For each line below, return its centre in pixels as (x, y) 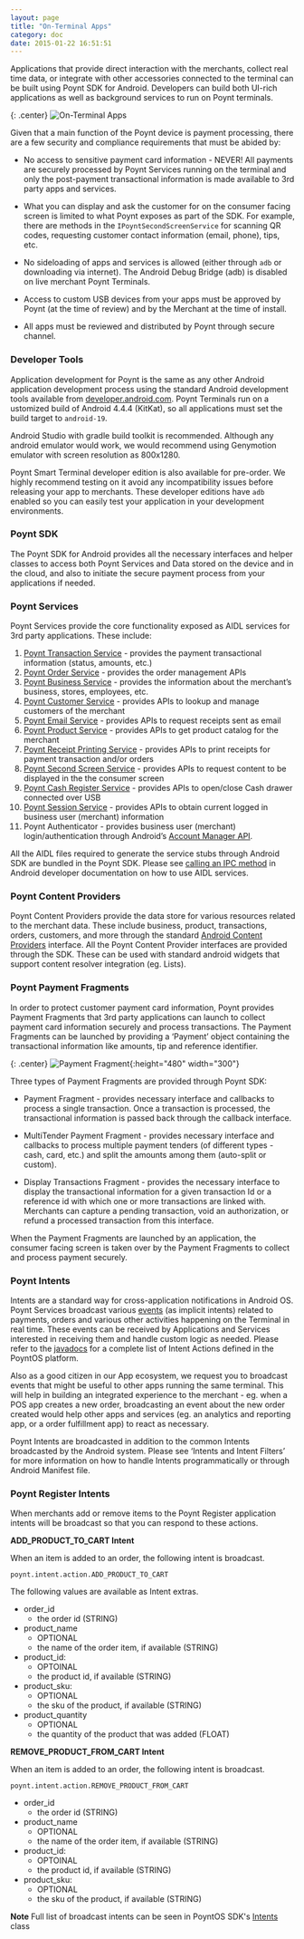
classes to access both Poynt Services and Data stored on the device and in (152, 564)
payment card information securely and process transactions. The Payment (151, 1027)
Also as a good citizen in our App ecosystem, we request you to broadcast (149, 1376)
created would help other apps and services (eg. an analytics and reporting (151, 1414)
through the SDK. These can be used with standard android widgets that (145, 955)
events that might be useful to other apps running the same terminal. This (147, 1385)
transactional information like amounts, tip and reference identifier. (134, 1046)
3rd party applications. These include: (81, 636)
